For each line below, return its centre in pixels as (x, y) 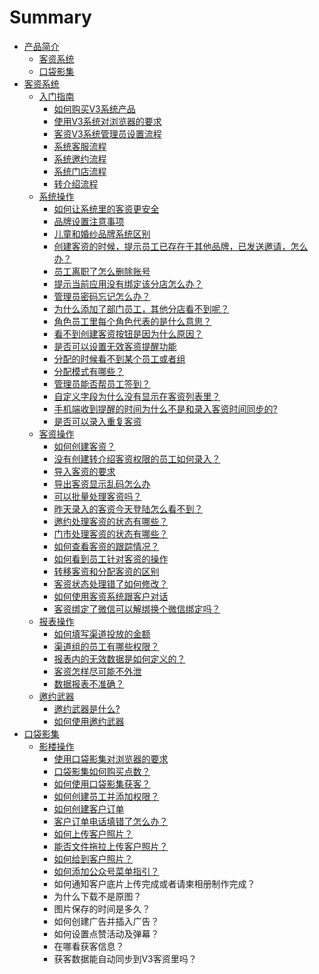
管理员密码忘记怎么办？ (102, 296)
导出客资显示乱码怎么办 (102, 483)
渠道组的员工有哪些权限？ (106, 646)
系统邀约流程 (80, 158)
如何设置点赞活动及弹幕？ (106, 933)
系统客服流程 (80, 146)
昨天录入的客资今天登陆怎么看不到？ (128, 508)
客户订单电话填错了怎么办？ (111, 821)
